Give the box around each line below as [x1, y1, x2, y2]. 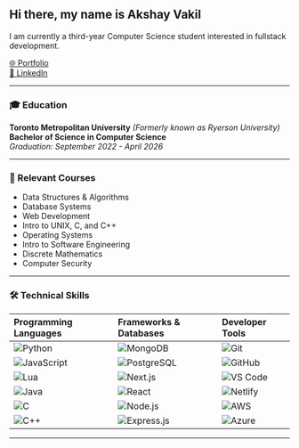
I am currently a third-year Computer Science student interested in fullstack [9, 30, 287, 41]
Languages [13, 327, 62, 339]
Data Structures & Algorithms [21, 191, 129, 203]
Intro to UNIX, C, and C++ [21, 220, 117, 231]
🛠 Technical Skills [9, 289, 91, 302]
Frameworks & [117, 315, 181, 328]
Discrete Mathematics [21, 248, 103, 259]
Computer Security [21, 258, 93, 269]
